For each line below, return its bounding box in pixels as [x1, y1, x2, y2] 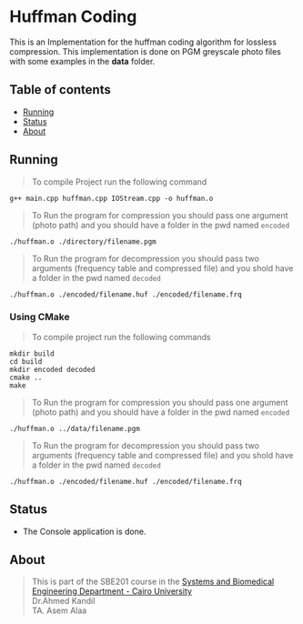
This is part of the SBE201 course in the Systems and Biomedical [31, 576, 275, 588]
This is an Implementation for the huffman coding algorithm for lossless [9, 36, 278, 47]
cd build [9, 357, 43, 366]
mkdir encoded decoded [9, 365, 96, 374]
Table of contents [9, 82, 111, 97]
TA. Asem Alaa [31, 605, 87, 616]
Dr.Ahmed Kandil [31, 596, 96, 607]
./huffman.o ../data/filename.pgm [9, 424, 141, 433]
